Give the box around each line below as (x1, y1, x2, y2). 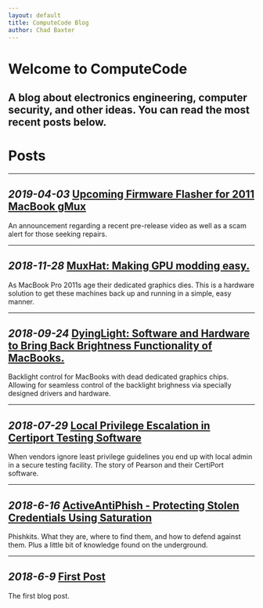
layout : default (8, 11, 61, 20)
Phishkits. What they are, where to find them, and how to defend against (8, 531, 241, 541)
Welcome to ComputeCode (8, 60, 188, 78)
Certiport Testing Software (8, 431, 142, 444)
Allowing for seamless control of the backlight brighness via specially (8, 380, 232, 390)
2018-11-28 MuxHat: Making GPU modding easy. (8, 260, 250, 273)
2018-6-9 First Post (8, 570, 106, 584)
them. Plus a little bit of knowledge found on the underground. (8, 540, 209, 549)
